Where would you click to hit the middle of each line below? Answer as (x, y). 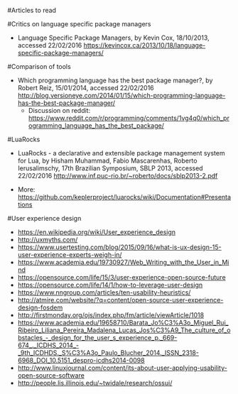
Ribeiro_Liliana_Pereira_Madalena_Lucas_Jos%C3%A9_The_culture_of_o (124, 330)
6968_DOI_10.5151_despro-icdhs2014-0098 (81, 360)
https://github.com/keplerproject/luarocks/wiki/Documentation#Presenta (124, 197)
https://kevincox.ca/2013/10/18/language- (145, 45)
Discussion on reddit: (59, 110)
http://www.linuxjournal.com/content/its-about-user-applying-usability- (122, 368)
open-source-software (51, 375)
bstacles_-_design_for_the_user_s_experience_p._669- (97, 338)
